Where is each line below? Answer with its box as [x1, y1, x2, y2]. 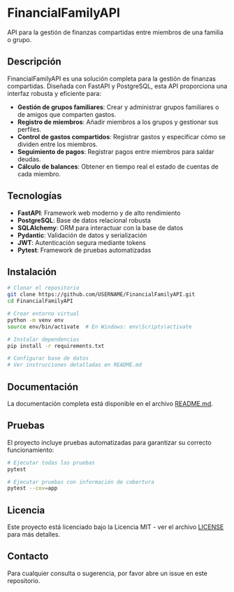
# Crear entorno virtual [7, 310, 80, 317]
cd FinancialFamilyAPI [7, 297, 73, 305]
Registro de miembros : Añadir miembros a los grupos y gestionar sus [17, 118, 219, 126]
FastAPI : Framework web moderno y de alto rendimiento [17, 209, 181, 217]
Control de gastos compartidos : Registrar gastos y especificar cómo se [17, 132, 226, 141]
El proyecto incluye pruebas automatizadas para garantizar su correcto [7, 438, 212, 446]
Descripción [7, 56, 61, 68]
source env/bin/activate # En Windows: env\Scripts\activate [7, 323, 192, 330]
